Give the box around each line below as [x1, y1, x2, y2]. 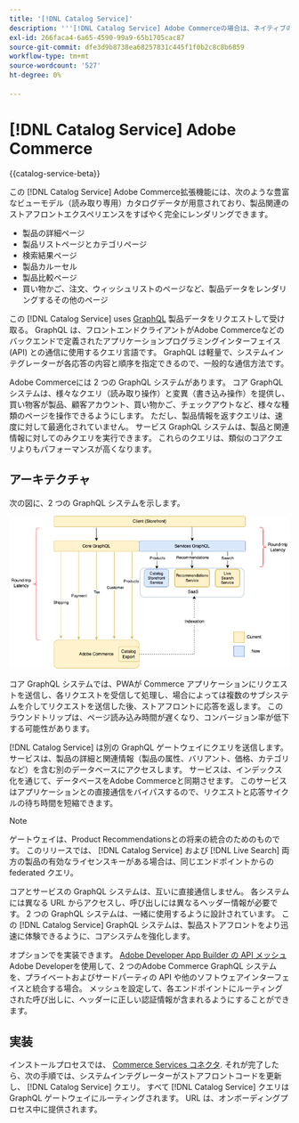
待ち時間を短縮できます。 [24, 798, 118, 809]
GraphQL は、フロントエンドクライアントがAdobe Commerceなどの [34, 324, 285, 335]
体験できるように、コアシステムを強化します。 [24, 931, 195, 941]
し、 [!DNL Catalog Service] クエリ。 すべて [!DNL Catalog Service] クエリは [9, 1082, 289, 1093]
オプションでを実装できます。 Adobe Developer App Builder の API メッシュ [9, 949, 287, 961]
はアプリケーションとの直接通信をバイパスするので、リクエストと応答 [9, 786, 266, 797]
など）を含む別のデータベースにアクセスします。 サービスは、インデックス [9, 764, 283, 775]
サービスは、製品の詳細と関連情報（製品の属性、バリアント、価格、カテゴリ [9, 753, 290, 764]
